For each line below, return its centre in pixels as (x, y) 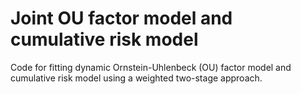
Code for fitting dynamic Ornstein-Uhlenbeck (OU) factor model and (151, 67)
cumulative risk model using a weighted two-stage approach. (136, 78)
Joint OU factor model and (121, 18)
